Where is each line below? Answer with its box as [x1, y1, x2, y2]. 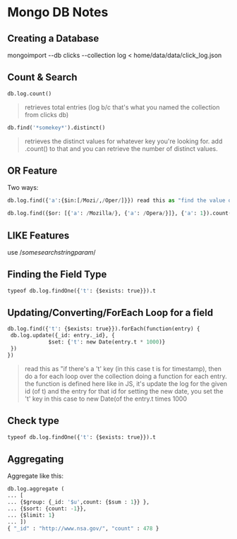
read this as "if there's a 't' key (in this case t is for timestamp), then [24, 364, 222, 373]
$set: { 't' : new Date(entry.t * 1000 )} [48, 339, 166, 346]
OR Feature [7, 164, 58, 176]
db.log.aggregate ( [7, 485, 65, 492]
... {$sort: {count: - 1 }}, [7, 505, 87, 512]
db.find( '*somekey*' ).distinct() [7, 124, 106, 131]
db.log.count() [7, 90, 52, 97]
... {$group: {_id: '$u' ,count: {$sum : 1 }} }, [7, 499, 150, 506]
